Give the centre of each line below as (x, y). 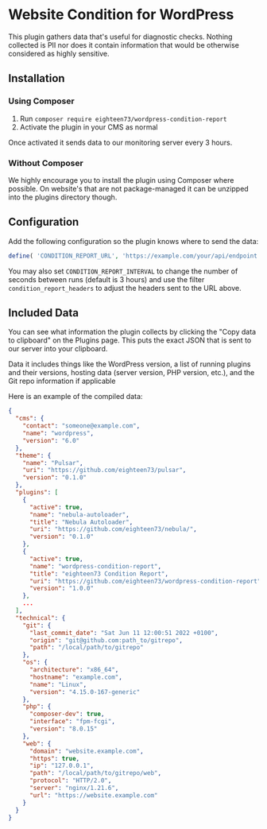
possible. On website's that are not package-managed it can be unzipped (128, 188)
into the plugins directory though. (63, 197)
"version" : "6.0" (51, 440)
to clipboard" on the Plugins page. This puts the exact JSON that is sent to (130, 340)
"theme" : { (33, 455)
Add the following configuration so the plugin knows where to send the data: (133, 241)
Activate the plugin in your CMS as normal (89, 127)
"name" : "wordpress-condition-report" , (95, 566)
